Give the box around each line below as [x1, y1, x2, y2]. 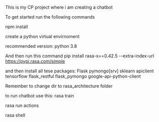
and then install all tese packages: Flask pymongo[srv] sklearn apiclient [5, 68, 154, 74]
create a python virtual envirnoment [5, 34, 80, 39]
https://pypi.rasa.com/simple [5, 58, 65, 64]
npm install [5, 24, 28, 30]
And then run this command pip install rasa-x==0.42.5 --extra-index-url [5, 53, 154, 59]
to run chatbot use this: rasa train [5, 93, 74, 98]
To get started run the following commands [5, 14, 95, 20]
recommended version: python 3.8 [5, 43, 77, 49]
